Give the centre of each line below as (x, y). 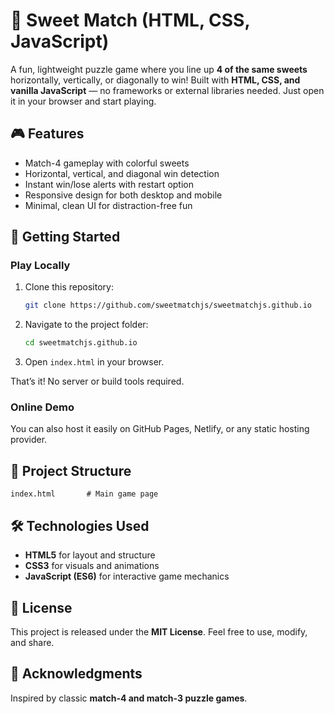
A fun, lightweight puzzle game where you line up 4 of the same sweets (159, 69)
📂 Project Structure (71, 470)
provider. (29, 440)
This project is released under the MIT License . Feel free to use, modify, (159, 631)
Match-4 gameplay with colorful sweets (107, 163)
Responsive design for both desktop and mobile (123, 195)
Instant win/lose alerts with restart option (109, 184)
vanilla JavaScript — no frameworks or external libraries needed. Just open (167, 90)
